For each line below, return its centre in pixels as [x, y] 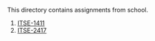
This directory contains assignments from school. [78, 10]
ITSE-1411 [31, 23]
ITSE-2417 [32, 30]
